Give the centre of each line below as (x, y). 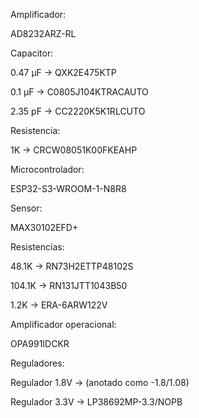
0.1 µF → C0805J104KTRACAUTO (79, 92)
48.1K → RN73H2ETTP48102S (72, 266)
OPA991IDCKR (40, 343)
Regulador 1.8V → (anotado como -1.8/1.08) (100, 382)
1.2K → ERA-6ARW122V (59, 305)
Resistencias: (37, 247)
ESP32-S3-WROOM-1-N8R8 (68, 188)
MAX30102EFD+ (44, 227)
